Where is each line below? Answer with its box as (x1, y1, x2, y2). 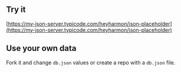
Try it (6, 5, 26, 15)
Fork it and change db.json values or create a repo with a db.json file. (6, 59, 176, 66)
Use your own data (6, 43, 77, 53)
